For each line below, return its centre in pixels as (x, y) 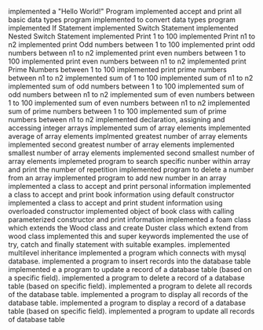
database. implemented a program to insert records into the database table (130, 261)
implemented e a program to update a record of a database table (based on (130, 269)
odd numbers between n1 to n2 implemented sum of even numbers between (131, 94)
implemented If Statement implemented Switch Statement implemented (123, 28)
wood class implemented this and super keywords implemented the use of (128, 236)
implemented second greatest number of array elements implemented (121, 145)
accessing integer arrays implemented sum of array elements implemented (130, 128)
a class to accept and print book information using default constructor (121, 194)
